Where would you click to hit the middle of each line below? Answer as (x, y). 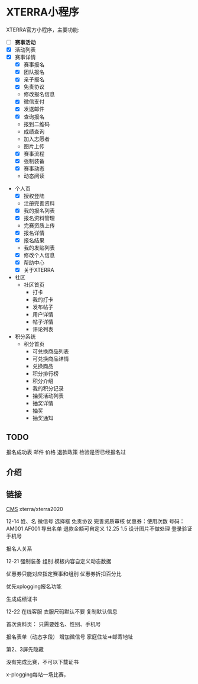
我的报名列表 (39, 210)
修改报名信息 (39, 94)
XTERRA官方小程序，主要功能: (43, 30)
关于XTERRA (39, 270)
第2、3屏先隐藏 (25, 650)
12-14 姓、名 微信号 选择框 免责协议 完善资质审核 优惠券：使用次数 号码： (95, 521)
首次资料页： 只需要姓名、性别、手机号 (53, 624)
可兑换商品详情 (51, 359)
